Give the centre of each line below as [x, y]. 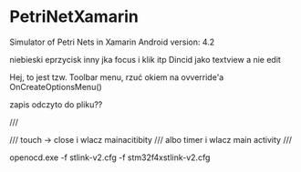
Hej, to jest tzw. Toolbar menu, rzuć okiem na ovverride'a [117, 77]
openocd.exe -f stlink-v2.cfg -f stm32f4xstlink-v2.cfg [110, 157]
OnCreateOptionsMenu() [56, 86]
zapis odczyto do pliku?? [56, 104]
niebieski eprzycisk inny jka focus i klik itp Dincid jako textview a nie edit [145, 59]
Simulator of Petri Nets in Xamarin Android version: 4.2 [112, 42]
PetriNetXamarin [74, 17]
